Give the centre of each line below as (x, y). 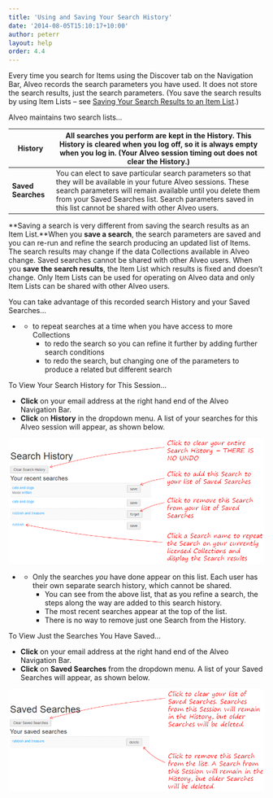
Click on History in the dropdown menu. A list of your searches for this (139, 418)
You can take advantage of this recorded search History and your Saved (129, 302)
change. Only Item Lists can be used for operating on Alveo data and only (132, 277)
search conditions (74, 352)
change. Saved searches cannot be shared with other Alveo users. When (131, 260)
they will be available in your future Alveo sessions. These (152, 181)
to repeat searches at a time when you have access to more (132, 326)
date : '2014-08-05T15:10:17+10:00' (69, 26)
